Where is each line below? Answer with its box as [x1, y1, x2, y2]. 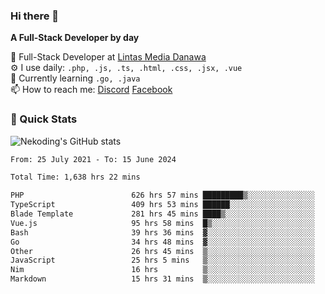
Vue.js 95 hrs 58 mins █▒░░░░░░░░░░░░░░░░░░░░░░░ [10, 218, 315, 228]
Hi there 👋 [10, 9, 60, 23]
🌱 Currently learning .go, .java [10, 72, 141, 84]
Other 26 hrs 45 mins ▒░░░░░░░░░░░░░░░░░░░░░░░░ [10, 246, 315, 256]
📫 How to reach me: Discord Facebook [10, 84, 173, 96]
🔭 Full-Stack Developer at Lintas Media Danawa [10, 51, 207, 63]
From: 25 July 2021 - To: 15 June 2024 [10, 154, 177, 164]
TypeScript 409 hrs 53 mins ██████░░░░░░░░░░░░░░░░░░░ [10, 200, 315, 210]
